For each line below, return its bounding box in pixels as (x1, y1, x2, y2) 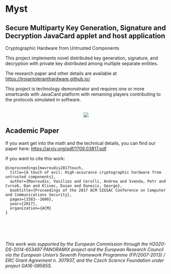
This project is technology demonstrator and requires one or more (5, 86, 145, 92)
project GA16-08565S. (5, 262, 52, 269)
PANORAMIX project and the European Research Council (43, 246, 164, 252)
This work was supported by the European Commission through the (5, 241, 148, 247)
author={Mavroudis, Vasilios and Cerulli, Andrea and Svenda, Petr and (10, 179, 166, 184)
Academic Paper (5, 127, 59, 135)
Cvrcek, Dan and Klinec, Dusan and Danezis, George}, (5, 183, 123, 188)
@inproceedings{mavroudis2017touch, (5, 165, 83, 171)
